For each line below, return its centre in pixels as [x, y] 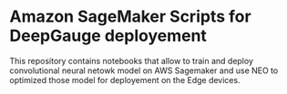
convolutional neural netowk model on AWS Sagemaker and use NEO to [144, 70]
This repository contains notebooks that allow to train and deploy [131, 61]
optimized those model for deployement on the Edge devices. [125, 80]
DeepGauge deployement [108, 36]
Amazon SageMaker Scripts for [131, 17]
